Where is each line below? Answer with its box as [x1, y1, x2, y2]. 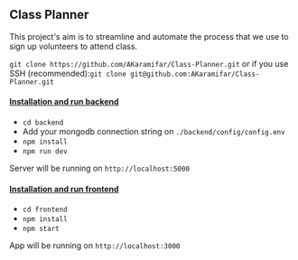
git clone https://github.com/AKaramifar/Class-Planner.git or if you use [9, 58, 289, 69]
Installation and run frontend [9, 183, 119, 194]
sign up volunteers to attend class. [9, 41, 138, 51]
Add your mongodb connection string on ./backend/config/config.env [22, 126, 286, 137]
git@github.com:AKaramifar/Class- [130, 70, 260, 79]
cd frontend [22, 205, 68, 215]
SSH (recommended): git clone [9, 68, 126, 79]
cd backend [22, 118, 64, 127]
